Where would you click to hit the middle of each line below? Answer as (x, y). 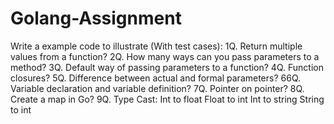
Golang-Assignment (96, 18)
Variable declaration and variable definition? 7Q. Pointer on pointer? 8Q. (157, 88)
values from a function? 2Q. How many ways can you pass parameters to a (165, 56)
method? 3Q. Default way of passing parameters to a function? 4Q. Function (167, 67)
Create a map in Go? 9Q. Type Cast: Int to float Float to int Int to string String (167, 99)
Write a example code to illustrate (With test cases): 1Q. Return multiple (156, 46)
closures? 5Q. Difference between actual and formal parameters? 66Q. (156, 78)
